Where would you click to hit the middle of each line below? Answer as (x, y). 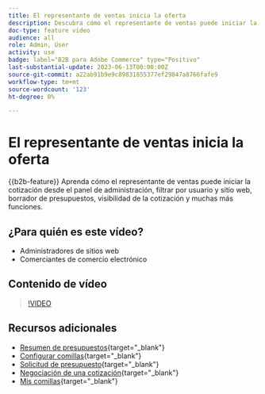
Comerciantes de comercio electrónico (83, 259)
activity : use (32, 52)
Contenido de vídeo (58, 284)
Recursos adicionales (63, 329)
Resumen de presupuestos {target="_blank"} (92, 347)
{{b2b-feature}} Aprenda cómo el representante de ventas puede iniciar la (130, 182)
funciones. (26, 207)
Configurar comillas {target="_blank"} (81, 356)
